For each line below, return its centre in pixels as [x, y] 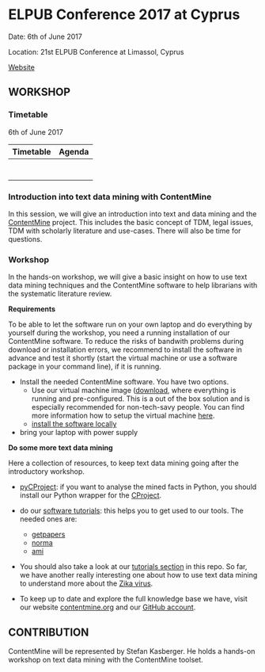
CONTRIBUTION [49, 632]
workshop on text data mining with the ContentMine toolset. [106, 660]
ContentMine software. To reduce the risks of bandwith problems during [126, 342]
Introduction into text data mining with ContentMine [110, 197]
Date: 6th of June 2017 [45, 36]
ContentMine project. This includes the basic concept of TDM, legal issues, [131, 222]
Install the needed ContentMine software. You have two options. [124, 382]
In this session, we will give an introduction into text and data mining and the [132, 214]
